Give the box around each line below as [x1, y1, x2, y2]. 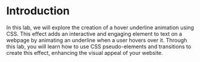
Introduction [6, 4, 70, 18]
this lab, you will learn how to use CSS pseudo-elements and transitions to [6, 43, 192, 50]
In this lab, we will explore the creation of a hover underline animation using [6, 24, 195, 31]
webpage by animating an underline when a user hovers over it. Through [6, 36, 187, 44]
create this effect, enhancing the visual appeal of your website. [6, 49, 163, 56]
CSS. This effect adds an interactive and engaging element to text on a [6, 30, 182, 37]
